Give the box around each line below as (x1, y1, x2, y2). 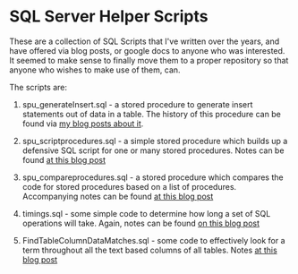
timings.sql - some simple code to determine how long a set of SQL (21, 208, 271, 218)
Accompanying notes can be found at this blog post (21, 191, 214, 201)
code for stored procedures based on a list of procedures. (21, 181, 237, 192)
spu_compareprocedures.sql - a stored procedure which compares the (21, 172, 284, 183)
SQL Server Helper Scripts (9, 6, 209, 27)
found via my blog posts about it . (21, 118, 144, 129)
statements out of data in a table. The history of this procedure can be (21, 108, 282, 119)
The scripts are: (9, 81, 68, 92)
